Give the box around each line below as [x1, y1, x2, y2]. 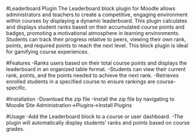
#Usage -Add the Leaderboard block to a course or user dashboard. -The [6, 113, 183, 120]
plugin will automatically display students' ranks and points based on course [6, 119, 190, 126]
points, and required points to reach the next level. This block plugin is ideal [6, 42, 188, 49]
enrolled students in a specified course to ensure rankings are [6, 78, 156, 85]
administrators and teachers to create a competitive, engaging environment [6, 11, 188, 18]
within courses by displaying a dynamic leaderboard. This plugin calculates [6, 17, 187, 24]
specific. [6, 84, 27, 91]
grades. [6, 125, 25, 132]
